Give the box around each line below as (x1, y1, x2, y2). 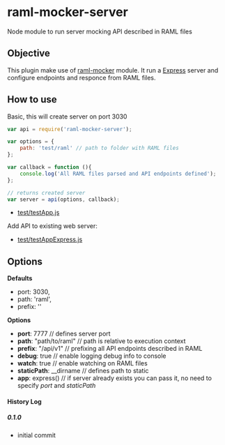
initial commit (17, 430, 56, 439)
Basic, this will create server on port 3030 (7, 112, 127, 121)
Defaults (7, 274, 33, 282)
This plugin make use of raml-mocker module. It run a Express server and (7, 66, 219, 74)
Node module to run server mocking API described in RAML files (7, 27, 193, 36)
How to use (7, 93, 57, 105)
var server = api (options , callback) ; (7, 196, 120, 203)
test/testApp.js (17, 209, 60, 217)
